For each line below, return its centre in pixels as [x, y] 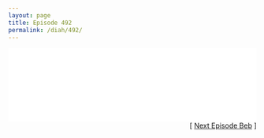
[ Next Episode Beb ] [223, 125]
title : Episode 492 [40, 23]
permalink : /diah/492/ [45, 30]
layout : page [30, 15]
